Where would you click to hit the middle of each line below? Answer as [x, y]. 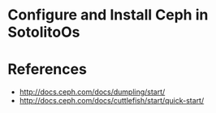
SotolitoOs [44, 32]
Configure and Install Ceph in [108, 15]
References [47, 70]
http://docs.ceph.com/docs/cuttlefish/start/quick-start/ [112, 101]
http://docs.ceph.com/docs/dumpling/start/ [92, 92]
